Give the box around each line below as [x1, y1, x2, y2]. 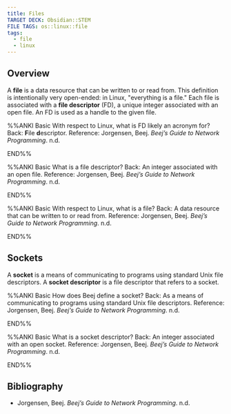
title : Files [7, 10, 45, 17]
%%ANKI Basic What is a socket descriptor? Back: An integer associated [7, 333, 215, 341]
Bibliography [7, 381, 63, 393]
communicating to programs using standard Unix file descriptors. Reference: [7, 298, 225, 307]
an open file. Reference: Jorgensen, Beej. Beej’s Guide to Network [7, 170, 195, 178]
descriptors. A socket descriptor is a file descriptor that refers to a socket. [7, 277, 219, 286]
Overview [7, 68, 50, 79]
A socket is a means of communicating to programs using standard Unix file [7, 270, 224, 279]
